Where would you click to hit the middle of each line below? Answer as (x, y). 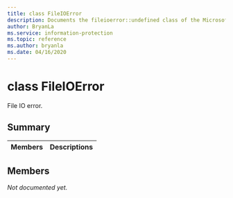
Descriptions (71, 147)
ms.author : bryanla (35, 46)
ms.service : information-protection (60, 33)
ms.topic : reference (37, 39)
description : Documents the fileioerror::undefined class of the (103, 20)
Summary (29, 128)
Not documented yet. (37, 188)
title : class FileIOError (44, 13)
